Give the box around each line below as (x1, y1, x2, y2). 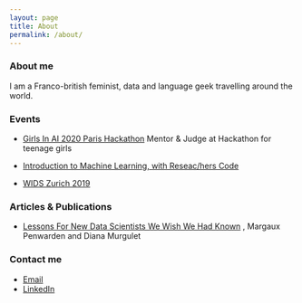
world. (9, 90, 34, 100)
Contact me (9, 253, 63, 266)
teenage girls (22, 142, 73, 154)
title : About (9, 22, 59, 31)
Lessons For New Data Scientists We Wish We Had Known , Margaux (22, 221, 281, 232)
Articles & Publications (9, 200, 112, 213)
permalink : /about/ (9, 30, 83, 39)
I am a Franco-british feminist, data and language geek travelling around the (9, 80, 293, 91)
